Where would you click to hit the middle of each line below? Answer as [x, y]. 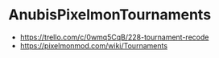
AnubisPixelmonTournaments [110, 15]
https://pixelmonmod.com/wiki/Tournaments [93, 45]
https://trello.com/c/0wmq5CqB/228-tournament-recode [114, 37]
